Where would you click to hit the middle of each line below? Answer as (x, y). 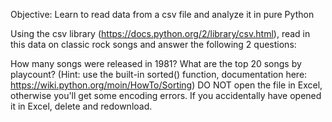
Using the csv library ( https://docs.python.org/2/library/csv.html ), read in (160, 33)
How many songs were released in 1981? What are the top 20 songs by (156, 63)
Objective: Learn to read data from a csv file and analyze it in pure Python (162, 14)
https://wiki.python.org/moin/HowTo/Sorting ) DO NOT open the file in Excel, (166, 85)
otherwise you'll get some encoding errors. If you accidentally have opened (166, 95)
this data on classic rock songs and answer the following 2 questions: (153, 44)
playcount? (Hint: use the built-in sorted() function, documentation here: (159, 74)
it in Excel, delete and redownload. (81, 106)
